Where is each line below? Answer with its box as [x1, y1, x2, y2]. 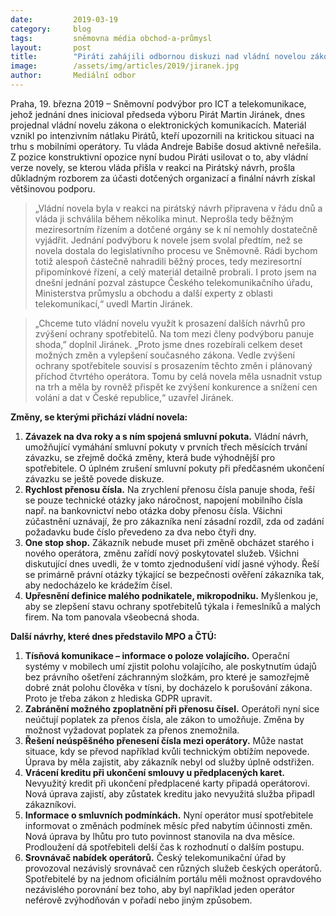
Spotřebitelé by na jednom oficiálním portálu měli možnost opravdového [24, 872, 322, 885]
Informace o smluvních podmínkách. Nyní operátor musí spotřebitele [24, 809, 314, 821]
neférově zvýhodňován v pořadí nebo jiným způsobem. [24, 894, 253, 906]
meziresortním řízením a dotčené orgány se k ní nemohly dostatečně [34, 223, 318, 235]
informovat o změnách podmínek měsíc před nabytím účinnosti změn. [24, 819, 313, 831]
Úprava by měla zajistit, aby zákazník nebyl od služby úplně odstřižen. [24, 756, 315, 768]
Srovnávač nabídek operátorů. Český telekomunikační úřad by [24, 851, 287, 863]
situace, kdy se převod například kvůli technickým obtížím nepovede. [24, 745, 310, 757]
